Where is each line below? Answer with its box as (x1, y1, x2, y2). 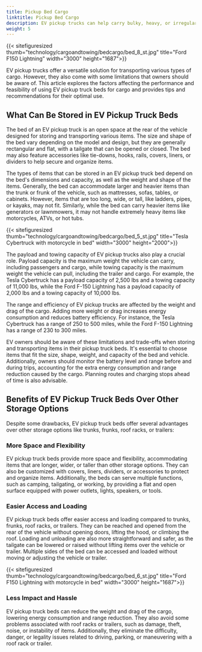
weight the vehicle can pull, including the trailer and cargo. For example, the (6, 270, 194, 278)
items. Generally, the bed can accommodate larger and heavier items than (6, 182, 189, 190)
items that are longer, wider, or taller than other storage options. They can (6, 461, 189, 468)
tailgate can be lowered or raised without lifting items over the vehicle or (6, 542, 185, 549)
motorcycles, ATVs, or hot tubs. (6, 215, 84, 222)
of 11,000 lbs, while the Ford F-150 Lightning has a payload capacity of (6, 283, 182, 290)
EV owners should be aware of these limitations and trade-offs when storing (6, 339, 195, 346)
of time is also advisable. (6, 377, 68, 384)
